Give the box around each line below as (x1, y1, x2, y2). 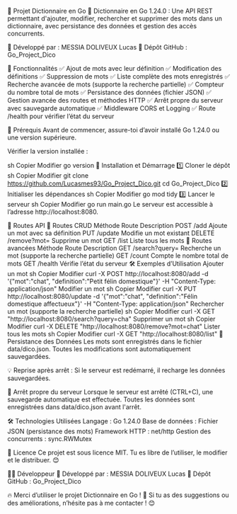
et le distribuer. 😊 (7, 456, 59, 464)
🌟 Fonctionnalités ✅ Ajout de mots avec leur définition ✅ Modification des (7, 64, 222, 72)
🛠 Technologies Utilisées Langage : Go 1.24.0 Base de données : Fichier (7, 417, 219, 425)
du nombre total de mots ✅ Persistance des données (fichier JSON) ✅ (7, 88, 212, 96)
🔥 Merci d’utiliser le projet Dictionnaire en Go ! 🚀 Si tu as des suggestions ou (7, 491, 229, 499)
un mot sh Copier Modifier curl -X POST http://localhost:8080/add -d (7, 270, 209, 278)
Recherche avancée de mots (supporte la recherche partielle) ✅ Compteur (7, 80, 224, 88)
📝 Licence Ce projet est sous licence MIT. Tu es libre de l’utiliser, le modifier (7, 448, 228, 457)
